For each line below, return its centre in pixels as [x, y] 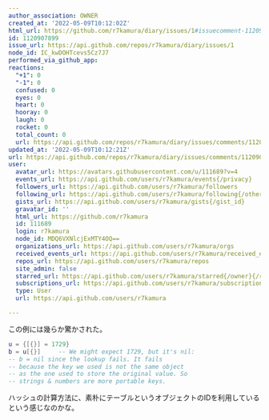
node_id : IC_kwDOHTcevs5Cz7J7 [59, 53]
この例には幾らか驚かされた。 [57, 329]
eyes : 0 [28, 98]
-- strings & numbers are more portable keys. [87, 382]
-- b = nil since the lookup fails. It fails [85, 359]
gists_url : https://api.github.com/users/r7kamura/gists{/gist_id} [130, 202]
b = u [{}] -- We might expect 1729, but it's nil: [102, 352]
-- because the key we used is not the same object [96, 366]
